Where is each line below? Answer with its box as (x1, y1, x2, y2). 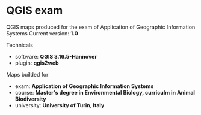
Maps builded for (6, 71, 49, 78)
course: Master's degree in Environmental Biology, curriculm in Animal (14, 89, 196, 96)
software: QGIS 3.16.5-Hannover (14, 53, 97, 60)
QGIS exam (6, 4, 63, 17)
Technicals (6, 41, 33, 49)
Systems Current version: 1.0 (6, 29, 78, 37)
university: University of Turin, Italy (14, 101, 105, 108)
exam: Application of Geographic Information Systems (14, 82, 154, 90)
